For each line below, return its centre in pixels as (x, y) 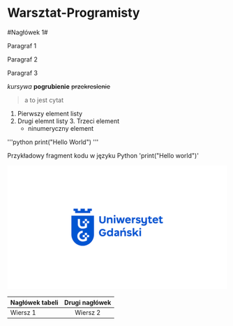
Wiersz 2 (88, 313)
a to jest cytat (44, 100)
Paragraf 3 (23, 73)
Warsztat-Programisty (74, 13)
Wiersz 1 (23, 313)
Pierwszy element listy (50, 113)
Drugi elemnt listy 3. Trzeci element (68, 121)
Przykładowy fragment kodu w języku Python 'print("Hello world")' (103, 155)
